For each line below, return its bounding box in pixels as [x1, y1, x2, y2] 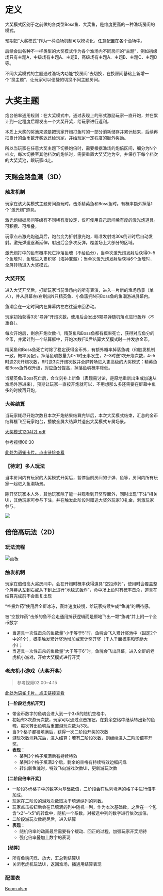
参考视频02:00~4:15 [16, 680, 57, 685]
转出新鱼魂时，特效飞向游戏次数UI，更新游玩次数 [19, 765, 117, 771]
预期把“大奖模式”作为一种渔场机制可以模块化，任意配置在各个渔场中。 [5, 37, 145, 44]
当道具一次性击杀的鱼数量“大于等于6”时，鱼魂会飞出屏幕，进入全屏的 [12, 648, 150, 654]
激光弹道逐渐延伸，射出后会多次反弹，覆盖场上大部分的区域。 [13, 239, 137, 245]
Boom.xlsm [5, 886, 28, 892]
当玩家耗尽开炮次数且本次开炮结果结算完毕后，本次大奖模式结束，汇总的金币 [5, 413, 158, 418]
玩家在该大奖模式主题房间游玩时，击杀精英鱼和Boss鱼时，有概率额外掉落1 [5, 200, 153, 206]
